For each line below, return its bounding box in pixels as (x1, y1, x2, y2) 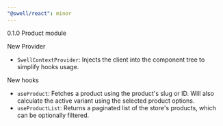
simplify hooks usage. (16, 62, 79, 71)
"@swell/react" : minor (7, 10, 72, 17)
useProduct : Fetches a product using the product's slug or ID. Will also (16, 89, 214, 97)
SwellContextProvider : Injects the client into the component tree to (16, 55, 205, 64)
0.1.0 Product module (7, 29, 67, 37)
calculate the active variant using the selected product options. (16, 97, 195, 105)
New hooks (7, 76, 39, 84)
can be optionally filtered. (16, 111, 90, 119)
